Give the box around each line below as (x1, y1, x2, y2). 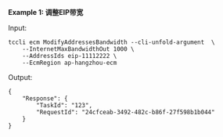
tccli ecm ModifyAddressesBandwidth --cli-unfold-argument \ (8, 38, 215, 46)
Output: (8, 73, 33, 81)
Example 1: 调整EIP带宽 (8, 8, 84, 16)
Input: (8, 23, 27, 32)
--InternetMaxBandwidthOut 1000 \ (22, 45, 135, 53)
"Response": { (22, 95, 68, 103)
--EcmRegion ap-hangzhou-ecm (22, 59, 117, 67)
